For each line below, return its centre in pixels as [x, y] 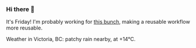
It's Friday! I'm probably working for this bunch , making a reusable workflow [98, 22]
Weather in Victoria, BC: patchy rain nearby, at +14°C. [71, 39]
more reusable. [24, 28]
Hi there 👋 [21, 9]
